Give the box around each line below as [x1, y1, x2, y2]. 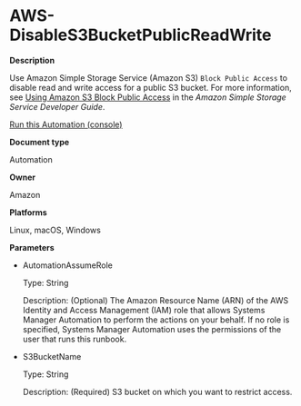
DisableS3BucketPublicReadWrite [9, 25, 272, 45]
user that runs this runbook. [22, 333, 127, 344]
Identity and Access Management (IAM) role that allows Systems [22, 304, 266, 315]
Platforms [9, 206, 47, 218]
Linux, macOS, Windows [9, 224, 102, 235]
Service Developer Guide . [9, 101, 105, 112]
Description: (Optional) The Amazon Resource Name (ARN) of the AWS [22, 294, 289, 305]
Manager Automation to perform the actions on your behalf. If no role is [22, 314, 290, 325]
